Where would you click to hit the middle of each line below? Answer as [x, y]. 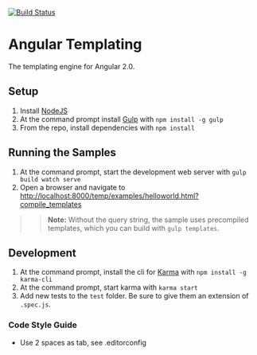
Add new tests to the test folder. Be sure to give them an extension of [134, 296]
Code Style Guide [43, 325]
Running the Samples [62, 152]
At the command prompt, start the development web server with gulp [133, 172]
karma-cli [36, 280]
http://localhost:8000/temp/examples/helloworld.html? [109, 196]
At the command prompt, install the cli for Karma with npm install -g [133, 272]
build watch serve [50, 179]
